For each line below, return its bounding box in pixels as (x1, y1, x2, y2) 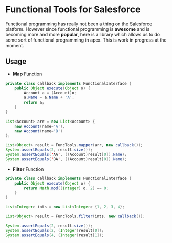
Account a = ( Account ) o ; (24, 90, 77, 95)
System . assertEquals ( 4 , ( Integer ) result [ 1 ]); (5, 232, 104, 238)
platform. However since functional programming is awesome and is (5, 26, 150, 32)
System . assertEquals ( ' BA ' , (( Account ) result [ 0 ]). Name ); (5, 156, 127, 162)
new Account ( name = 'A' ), (14, 124, 66, 129)
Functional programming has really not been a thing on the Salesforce (5, 21, 153, 27)
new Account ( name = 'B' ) (14, 128, 63, 134)
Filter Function (12, 166, 44, 172)
